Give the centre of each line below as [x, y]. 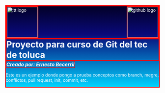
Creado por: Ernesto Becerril [41, 64]
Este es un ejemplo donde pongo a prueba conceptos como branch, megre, [82, 75]
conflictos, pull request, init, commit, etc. [47, 80]
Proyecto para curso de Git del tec [77, 45]
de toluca [26, 55]
